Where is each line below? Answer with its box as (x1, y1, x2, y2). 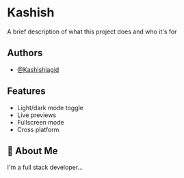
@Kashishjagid (16, 65, 60, 73)
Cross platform (16, 125, 60, 133)
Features (7, 86, 46, 97)
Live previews (16, 111, 57, 119)
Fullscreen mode (16, 118, 65, 126)
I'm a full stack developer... (7, 163, 83, 172)
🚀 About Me (7, 145, 58, 157)
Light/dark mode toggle (16, 103, 84, 112)
